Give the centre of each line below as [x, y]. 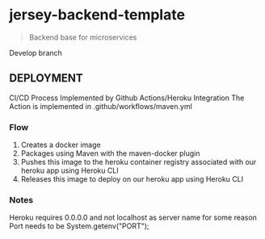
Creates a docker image [61, 145]
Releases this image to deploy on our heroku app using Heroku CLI [132, 179]
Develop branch [36, 52]
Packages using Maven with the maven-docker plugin [110, 153]
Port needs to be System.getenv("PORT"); [79, 226]
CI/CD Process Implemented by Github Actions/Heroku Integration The [127, 98]
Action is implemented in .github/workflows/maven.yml [101, 106]
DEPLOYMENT [46, 78]
